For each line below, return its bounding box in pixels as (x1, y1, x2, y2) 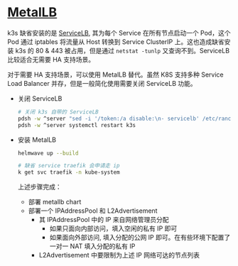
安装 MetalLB (17, 135, 57, 144)
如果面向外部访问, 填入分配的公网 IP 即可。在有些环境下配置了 (49, 233, 231, 242)
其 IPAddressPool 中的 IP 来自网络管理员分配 (38, 216, 169, 224)
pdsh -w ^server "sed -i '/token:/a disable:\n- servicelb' (17, 115, 200, 122)
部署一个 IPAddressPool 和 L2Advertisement (28, 206, 158, 215)
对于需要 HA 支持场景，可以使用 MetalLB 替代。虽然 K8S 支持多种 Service (7, 70, 224, 79)
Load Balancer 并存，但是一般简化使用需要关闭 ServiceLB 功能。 (7, 79, 197, 87)
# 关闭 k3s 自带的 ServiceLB (17, 108, 99, 116)
